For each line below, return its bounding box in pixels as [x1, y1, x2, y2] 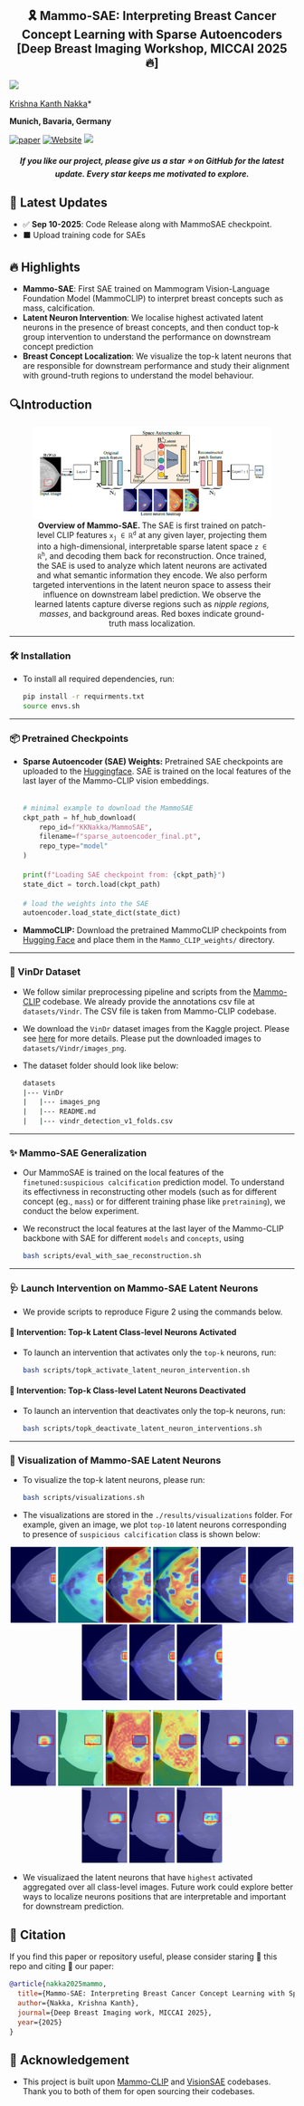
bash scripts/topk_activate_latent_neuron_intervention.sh [22, 1365, 251, 1375]
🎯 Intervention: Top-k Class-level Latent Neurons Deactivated [9, 1385, 246, 1396]
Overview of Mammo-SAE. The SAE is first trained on [37, 520, 240, 531]
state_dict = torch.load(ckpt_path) [22, 880, 161, 889]
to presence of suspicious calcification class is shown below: [22, 1528, 261, 1539]
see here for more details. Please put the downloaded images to [22, 1033, 261, 1043]
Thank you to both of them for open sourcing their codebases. [22, 2086, 255, 2097]
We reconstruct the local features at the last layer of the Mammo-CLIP [22, 1223, 284, 1235]
